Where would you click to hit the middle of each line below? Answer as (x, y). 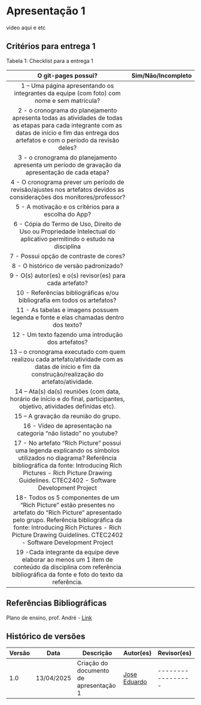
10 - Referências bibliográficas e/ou (67, 292)
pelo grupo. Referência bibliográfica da (68, 520)
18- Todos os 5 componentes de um (67, 498)
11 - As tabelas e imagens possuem (67, 310)
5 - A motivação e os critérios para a (68, 206)
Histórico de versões (46, 636)
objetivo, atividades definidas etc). (67, 406)
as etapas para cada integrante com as (68, 125)
